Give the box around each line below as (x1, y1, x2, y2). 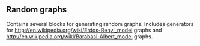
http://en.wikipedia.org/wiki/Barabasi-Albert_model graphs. (6, 32, 153, 40)
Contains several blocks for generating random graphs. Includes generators (6, 20, 194, 27)
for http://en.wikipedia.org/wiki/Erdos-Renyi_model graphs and (6, 27, 162, 34)
